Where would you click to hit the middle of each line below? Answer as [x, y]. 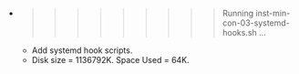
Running [238, 13]
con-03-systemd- [256, 23]
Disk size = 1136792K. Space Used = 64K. [110, 60]
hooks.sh [239, 32]
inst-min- [273, 13]
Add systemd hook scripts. [82, 50]
